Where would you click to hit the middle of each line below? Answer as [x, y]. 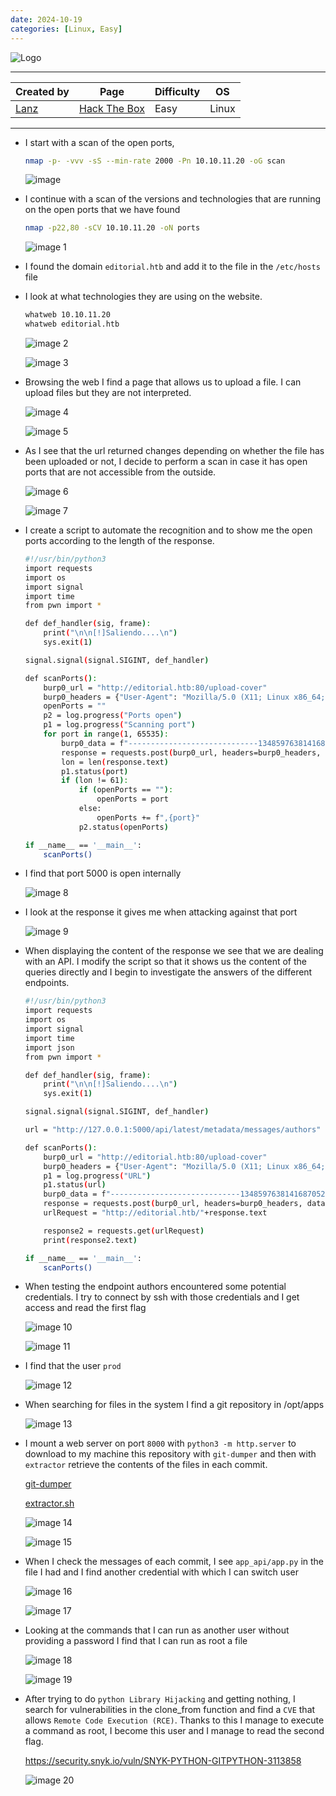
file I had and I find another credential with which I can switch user [161, 1572]
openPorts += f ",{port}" [148, 817]
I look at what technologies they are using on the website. [143, 297]
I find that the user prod [73, 1366]
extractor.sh [49, 1503]
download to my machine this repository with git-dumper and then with [170, 1454]
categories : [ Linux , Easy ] [66, 29]
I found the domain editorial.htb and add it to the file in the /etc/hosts [172, 267]
